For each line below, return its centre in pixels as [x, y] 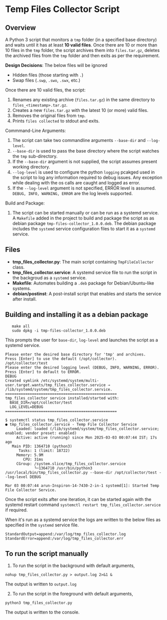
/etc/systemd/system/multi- [70, 380]
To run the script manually [47, 554]
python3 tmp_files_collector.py [39, 603]
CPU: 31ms [33, 459]
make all [21, 326]
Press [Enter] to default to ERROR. [43, 372]
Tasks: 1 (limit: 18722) [44, 450]
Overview [21, 28]
